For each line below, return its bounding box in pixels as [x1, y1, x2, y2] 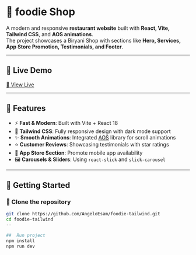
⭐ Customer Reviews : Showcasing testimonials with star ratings [14, 141, 169, 148]
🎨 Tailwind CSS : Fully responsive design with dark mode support [14, 128, 171, 135]
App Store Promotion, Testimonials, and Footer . [6, 43, 124, 50]
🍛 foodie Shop [6, 5, 76, 19]
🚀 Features [6, 103, 46, 113]
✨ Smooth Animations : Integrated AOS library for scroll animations [14, 134, 176, 141]
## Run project [6, 232, 45, 238]
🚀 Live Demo [6, 65, 52, 75]
